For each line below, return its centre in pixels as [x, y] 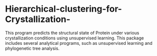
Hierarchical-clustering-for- [64, 9]
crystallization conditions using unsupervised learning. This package [75, 38]
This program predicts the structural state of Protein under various [72, 33]
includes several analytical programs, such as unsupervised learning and [79, 43]
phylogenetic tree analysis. [32, 48]
